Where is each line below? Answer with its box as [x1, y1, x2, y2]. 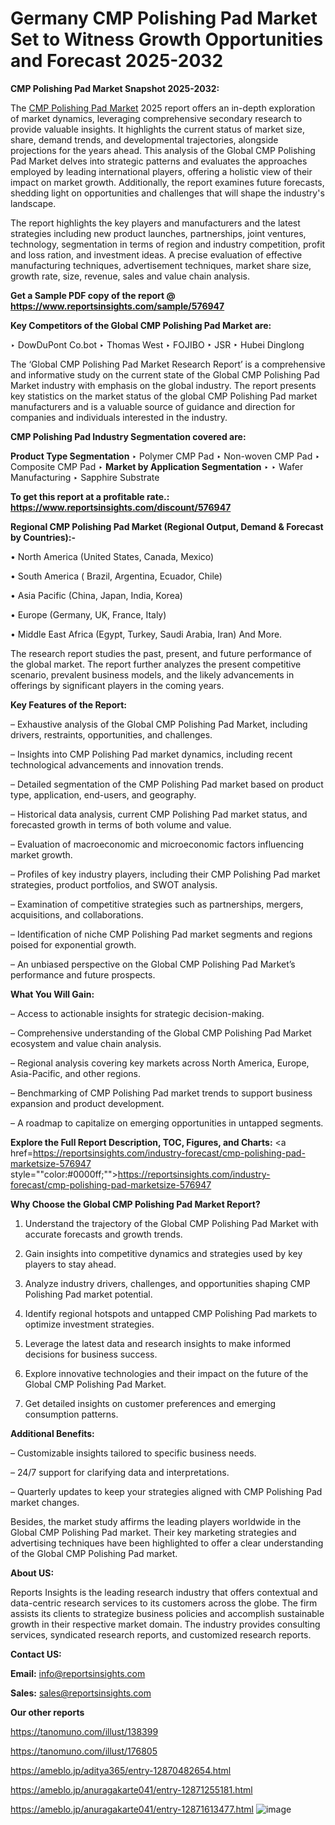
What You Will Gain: [10, 988, 95, 1000]
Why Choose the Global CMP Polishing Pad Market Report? [10, 1198, 261, 1210]
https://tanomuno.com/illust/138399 [10, 1725, 159, 1737]
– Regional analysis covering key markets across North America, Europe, [10, 1057, 310, 1069]
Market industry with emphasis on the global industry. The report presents [10, 379, 317, 391]
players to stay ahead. [24, 1258, 117, 1270]
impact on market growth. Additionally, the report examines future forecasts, [10, 176, 325, 188]
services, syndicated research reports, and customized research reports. [10, 1628, 312, 1641]
